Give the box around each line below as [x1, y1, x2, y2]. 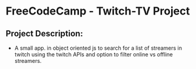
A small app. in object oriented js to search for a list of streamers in [14, 44, 183, 51]
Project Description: [5, 28, 83, 39]
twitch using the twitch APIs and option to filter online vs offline [14, 51, 174, 58]
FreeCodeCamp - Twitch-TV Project [5, 4, 191, 18]
